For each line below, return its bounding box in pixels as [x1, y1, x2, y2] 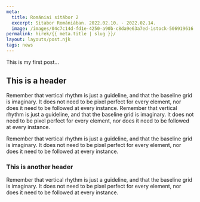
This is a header [6, 76, 67, 86]
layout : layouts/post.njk [6, 36, 70, 42]
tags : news [6, 42, 33, 48]
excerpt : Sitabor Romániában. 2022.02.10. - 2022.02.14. [11, 20, 156, 26]
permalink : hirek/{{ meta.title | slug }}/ [6, 31, 116, 37]
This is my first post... [6, 58, 60, 66]
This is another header [6, 163, 73, 171]
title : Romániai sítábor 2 [11, 14, 79, 20]
